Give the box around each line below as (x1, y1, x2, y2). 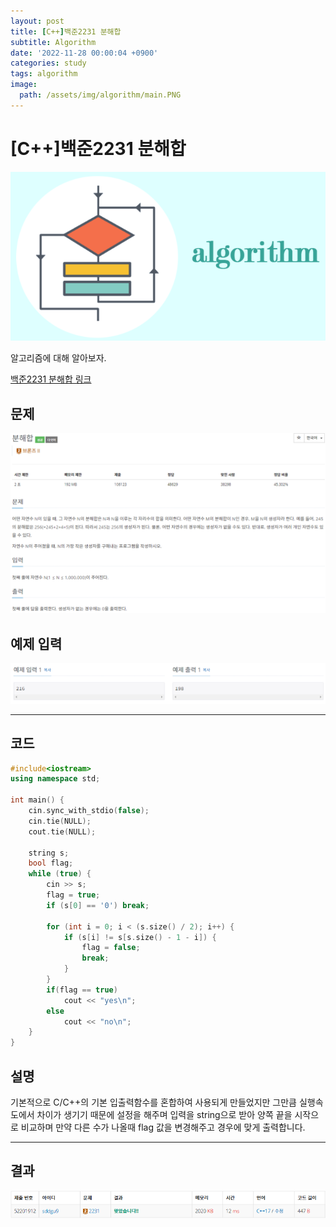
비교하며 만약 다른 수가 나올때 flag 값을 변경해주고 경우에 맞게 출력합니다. (20, 1121, 306, 1134)
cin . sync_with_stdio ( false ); (28, 806, 150, 816)
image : (10, 80, 38, 90)
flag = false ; (81, 943, 141, 953)
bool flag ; (28, 858, 74, 869)
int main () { (10, 795, 65, 805)
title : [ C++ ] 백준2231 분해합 (10, 26, 122, 37)
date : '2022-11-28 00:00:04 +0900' (10, 48, 159, 58)
